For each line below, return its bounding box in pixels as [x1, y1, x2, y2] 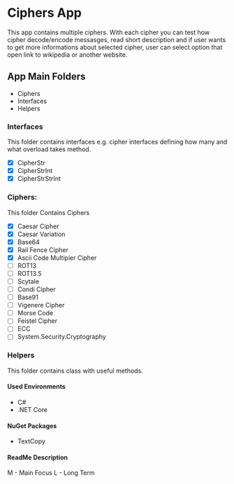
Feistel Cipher [17, 317, 58, 325]
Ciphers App [7, 5, 82, 21]
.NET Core [17, 405, 47, 414]
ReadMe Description [7, 453, 68, 462]
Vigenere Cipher [17, 301, 65, 310]
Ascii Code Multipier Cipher [17, 254, 97, 262]
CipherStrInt [17, 167, 53, 175]
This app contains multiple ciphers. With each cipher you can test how [7, 28, 210, 36]
